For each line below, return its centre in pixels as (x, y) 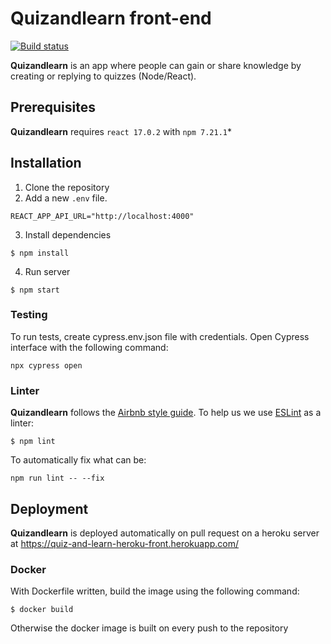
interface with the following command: (89, 347)
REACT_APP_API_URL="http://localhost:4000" (102, 216)
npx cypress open (46, 365)
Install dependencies (68, 234)
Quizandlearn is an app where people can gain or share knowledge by (156, 65)
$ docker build (42, 610)
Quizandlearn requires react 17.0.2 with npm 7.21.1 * (121, 131)
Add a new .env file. (66, 198)
